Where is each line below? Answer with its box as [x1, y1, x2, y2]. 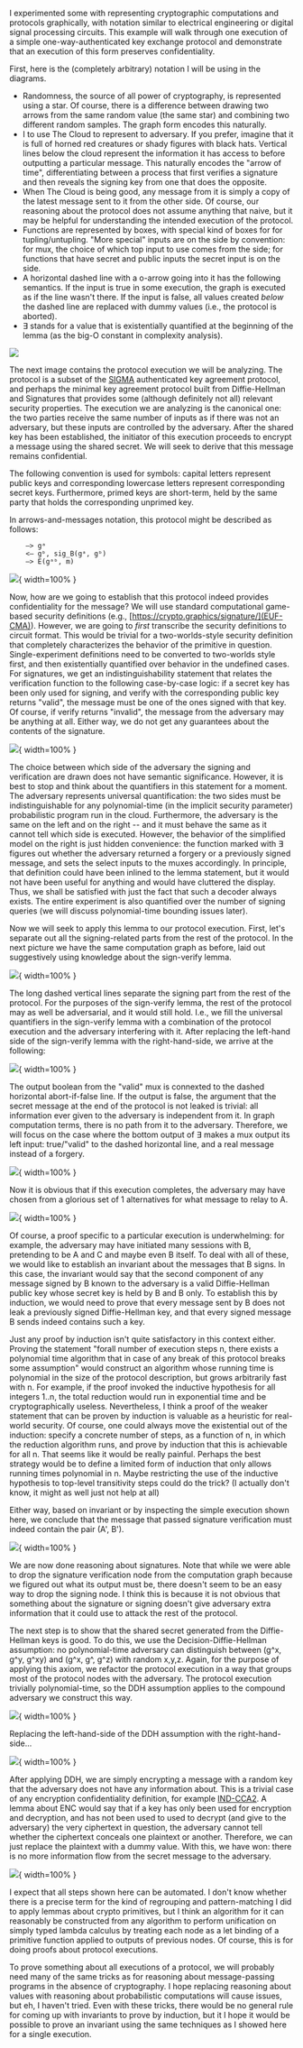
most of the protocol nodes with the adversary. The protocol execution [9, 1673, 272, 1684]
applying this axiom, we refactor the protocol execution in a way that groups [9, 1664, 292, 1674]
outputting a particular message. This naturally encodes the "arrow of [22, 158, 282, 168]
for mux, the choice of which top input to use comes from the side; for [22, 243, 284, 254]
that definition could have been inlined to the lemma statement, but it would [9, 868, 289, 877]
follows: [9, 524, 39, 535]
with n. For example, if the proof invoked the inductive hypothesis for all [9, 1382, 276, 1392]
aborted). [22, 311, 58, 321]
